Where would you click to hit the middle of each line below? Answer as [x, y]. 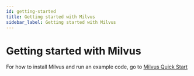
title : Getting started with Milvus [51, 17]
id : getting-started [31, 11]
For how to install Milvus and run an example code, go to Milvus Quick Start [97, 67]
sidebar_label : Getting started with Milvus [61, 22]
